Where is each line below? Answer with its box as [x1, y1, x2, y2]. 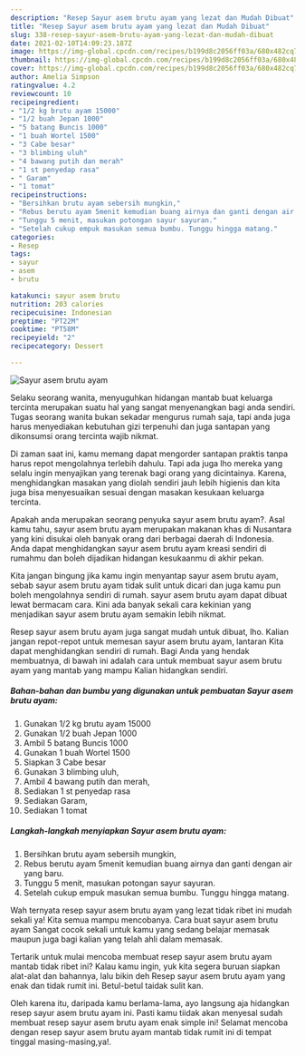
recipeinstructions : [10, 191, 89, 200]
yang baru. [23, 867, 64, 878]
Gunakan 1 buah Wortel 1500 [23, 747, 130, 758]
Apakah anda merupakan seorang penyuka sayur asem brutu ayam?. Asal [10, 513, 286, 524]
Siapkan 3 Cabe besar [23, 757, 107, 768]
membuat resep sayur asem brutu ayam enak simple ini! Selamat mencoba [10, 1017, 289, 1028]
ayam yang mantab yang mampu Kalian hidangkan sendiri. [10, 664, 229, 676]
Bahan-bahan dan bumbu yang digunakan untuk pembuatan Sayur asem [10, 686, 293, 697]
